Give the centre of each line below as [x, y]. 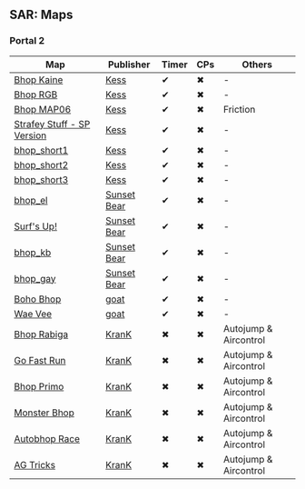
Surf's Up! [35, 226]
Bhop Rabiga [41, 334]
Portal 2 [27, 41]
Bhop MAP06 [43, 109]
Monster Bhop [44, 413]
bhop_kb [33, 252]
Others [257, 65]
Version [30, 135]
